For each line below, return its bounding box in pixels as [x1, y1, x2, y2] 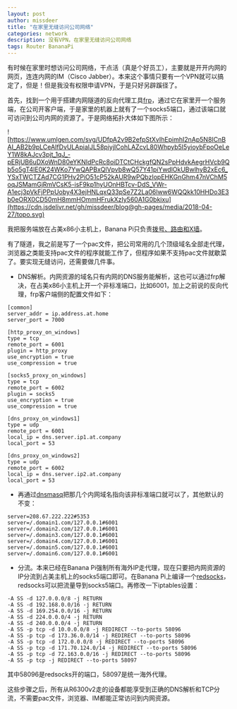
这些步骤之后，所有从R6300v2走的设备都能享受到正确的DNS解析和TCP [7, 685, 214, 693]
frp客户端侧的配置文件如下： [30, 290, 114, 298]
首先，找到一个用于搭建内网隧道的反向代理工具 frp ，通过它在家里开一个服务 [7, 96, 226, 104]
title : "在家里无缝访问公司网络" [7, 23, 94, 30]
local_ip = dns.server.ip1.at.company [7, 434, 121, 441]
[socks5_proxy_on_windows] [7, 372, 87, 379]
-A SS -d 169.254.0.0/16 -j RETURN [7, 607, 112, 614]
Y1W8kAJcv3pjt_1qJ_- [7, 150, 71, 159]
